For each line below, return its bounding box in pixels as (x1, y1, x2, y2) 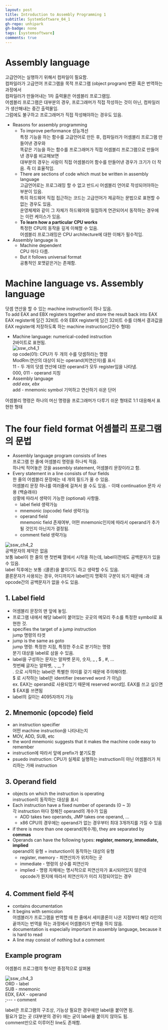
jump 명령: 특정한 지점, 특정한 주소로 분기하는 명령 (12, 644, 111, 650)
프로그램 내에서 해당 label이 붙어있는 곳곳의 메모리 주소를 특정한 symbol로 (12, 614, 157, 620)
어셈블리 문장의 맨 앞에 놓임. (12, 607, 67, 614)
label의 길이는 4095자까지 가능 (12, 694, 73, 700)
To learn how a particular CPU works (19, 219, 97, 225)
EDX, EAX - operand (5, 991, 47, 997)
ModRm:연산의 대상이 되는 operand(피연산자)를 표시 (12, 357, 116, 363)
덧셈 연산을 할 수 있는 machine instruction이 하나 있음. (5, 305, 112, 311)
